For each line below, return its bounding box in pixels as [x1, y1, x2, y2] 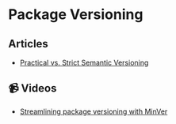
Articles [8, 37, 49, 51]
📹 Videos [8, 81, 57, 96]
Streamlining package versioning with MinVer [19, 107, 168, 116]
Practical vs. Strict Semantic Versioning [19, 58, 149, 67]
